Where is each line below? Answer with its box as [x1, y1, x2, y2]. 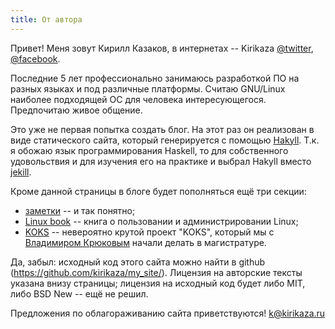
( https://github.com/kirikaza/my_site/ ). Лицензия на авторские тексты [10, 266, 303, 278]
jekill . [10, 166, 32, 178]
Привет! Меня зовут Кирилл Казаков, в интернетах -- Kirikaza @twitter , [10, 42, 314, 54]
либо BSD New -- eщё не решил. [10, 287, 149, 300]
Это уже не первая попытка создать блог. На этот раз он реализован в [10, 123, 315, 135]
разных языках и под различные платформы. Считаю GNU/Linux [10, 82, 286, 95]
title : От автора [10, 14, 83, 25]
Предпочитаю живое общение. [10, 104, 143, 116]
